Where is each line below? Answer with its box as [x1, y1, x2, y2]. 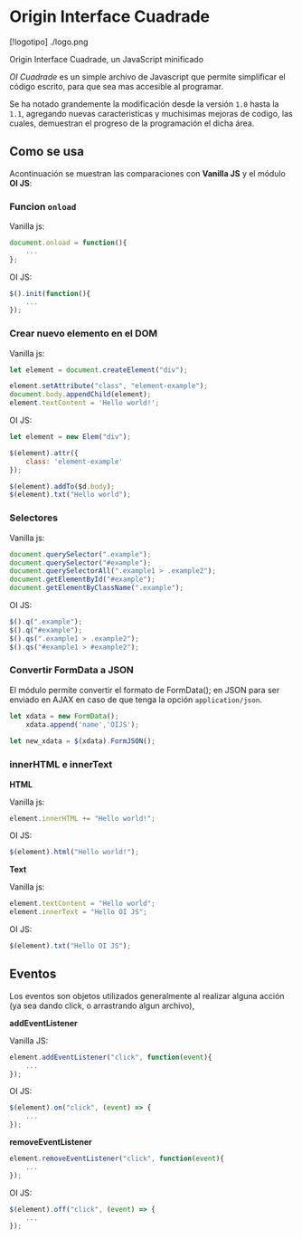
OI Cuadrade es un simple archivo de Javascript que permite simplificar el [9, 71, 287, 82]
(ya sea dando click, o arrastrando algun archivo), [9, 1000, 195, 1011]
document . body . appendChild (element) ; [9, 390, 152, 399]
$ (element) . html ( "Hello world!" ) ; [9, 848, 140, 857]
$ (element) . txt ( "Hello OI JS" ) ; [9, 941, 131, 951]
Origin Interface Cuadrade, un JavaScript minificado [9, 53, 204, 64]
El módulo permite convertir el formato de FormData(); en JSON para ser [9, 684, 280, 695]
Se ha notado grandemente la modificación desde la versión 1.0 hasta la [9, 98, 279, 110]
